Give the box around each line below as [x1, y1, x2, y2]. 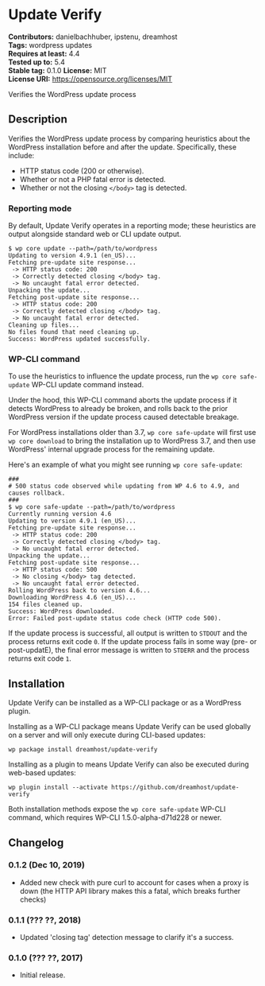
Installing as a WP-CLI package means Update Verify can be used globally [8, 722, 252, 732]
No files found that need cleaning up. [8, 328, 140, 336]
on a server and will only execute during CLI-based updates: [8, 730, 206, 740]
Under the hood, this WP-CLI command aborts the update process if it [8, 395, 237, 405]
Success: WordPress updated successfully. [8, 336, 151, 344]
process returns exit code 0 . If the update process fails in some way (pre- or [8, 637, 257, 646]
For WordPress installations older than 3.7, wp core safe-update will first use [8, 428, 256, 437]
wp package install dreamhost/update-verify [8, 746, 158, 754]
